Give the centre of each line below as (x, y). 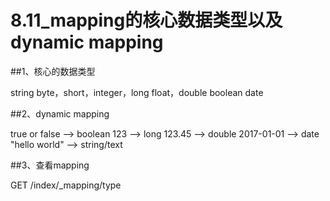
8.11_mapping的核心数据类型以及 (146, 20)
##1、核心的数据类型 (53, 71)
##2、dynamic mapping (60, 113)
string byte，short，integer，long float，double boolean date (137, 92)
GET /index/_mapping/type (66, 185)
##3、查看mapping (50, 165)
